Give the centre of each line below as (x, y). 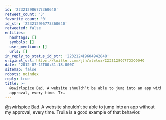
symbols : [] (22, 42)
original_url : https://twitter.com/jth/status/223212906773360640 (75, 60)
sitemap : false (21, 70)
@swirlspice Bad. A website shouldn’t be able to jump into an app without (80, 107)
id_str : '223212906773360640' (36, 24)
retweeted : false (23, 28)
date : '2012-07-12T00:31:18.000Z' (41, 65)
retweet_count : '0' (25, 14)
